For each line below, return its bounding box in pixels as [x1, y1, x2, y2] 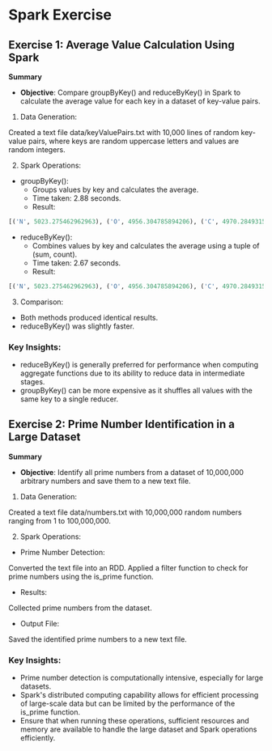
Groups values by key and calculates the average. [32, 185, 199, 194]
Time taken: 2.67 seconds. [32, 257, 121, 268]
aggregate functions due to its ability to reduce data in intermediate [19, 368, 245, 378]
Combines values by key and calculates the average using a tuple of [32, 240, 261, 250]
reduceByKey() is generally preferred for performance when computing [19, 360, 259, 370]
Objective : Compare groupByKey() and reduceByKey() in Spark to [19, 87, 241, 97]
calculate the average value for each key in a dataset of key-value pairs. [19, 96, 261, 106]
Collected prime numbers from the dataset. [8, 603, 152, 613]
